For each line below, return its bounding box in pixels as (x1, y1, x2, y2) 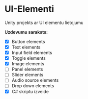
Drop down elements (11, 83, 55, 89)
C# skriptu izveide (11, 88, 49, 94)
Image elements (11, 61, 45, 67)
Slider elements (11, 72, 44, 78)
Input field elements (11, 50, 53, 56)
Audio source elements (11, 77, 59, 83)
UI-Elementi (4, 3, 55, 15)
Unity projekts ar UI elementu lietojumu (4, 20, 84, 25)
